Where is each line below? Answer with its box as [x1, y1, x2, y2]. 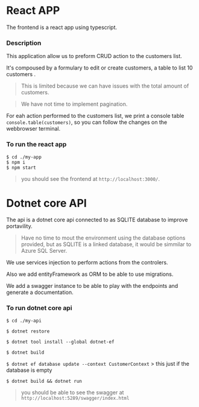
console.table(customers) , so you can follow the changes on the [6, 119, 168, 126]
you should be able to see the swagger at [21, 388, 124, 396]
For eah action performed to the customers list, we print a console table [6, 112, 185, 120]
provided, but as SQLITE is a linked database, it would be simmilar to [21, 241, 192, 248]
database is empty [6, 366, 52, 374]
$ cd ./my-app [6, 154, 42, 160]
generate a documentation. [6, 288, 74, 296]
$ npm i [6, 159, 26, 165]
